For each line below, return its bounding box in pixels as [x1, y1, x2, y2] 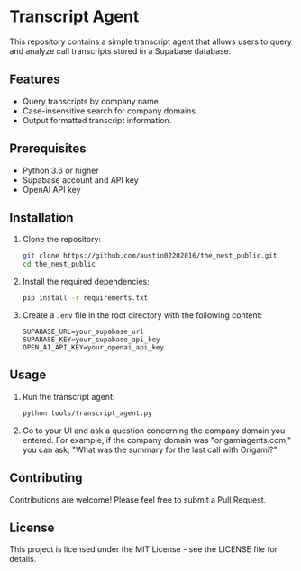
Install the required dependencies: [22, 276, 150, 287]
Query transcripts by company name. [22, 95, 161, 106]
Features [9, 72, 60, 87]
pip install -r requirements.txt [22, 294, 149, 303]
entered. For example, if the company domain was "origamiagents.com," [22, 434, 291, 445]
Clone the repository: [22, 234, 102, 245]
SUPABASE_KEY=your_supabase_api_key [22, 335, 160, 344]
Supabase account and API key [22, 174, 140, 186]
